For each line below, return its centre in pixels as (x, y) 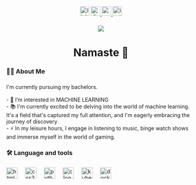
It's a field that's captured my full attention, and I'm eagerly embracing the (98, 115)
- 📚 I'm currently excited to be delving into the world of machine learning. (98, 106)
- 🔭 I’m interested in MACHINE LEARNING (57, 100)
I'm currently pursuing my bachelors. (52, 86)
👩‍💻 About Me (26, 71)
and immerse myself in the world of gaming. (61, 137)
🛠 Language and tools (40, 153)
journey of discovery (32, 121)
